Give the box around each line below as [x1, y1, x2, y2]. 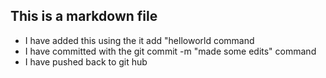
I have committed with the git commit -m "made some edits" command [24, 45, 317, 57]
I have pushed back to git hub [24, 55, 148, 68]
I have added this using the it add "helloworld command [24, 34, 255, 46]
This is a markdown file [10, 8, 158, 25]
